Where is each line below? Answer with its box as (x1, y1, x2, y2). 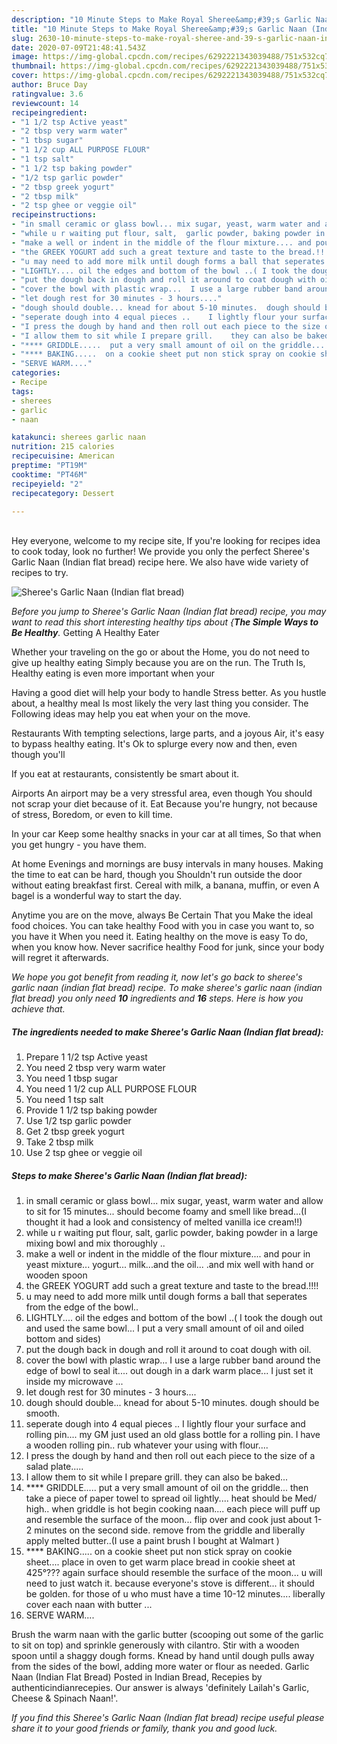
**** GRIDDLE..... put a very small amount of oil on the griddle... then (25, 1482, 309, 1494)
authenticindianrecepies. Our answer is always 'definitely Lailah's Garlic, (11, 1682, 310, 1694)
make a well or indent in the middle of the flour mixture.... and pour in (25, 1248, 311, 1260)
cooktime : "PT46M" (11, 469, 88, 480)
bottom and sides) (25, 1333, 102, 1345)
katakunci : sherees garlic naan (11, 432, 146, 443)
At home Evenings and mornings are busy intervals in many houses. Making (11, 858, 324, 870)
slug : (11, 33, 34, 43)
